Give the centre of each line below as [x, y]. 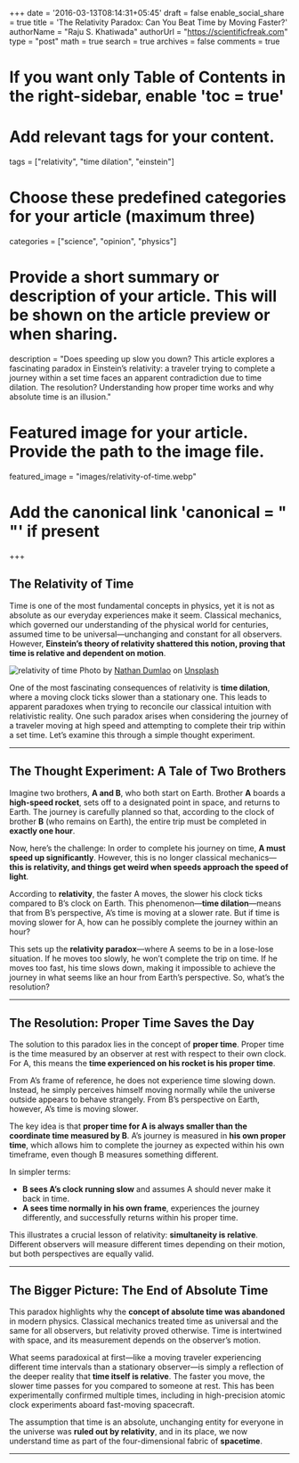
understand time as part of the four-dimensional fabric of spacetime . [136, 1441]
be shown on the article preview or [140, 315]
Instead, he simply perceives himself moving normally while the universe [142, 1090]
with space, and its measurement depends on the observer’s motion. [135, 1340]
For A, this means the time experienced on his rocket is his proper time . [142, 1064]
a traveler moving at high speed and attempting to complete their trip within [148, 725]
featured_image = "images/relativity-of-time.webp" [103, 476]
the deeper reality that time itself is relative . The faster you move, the [137, 1377]
